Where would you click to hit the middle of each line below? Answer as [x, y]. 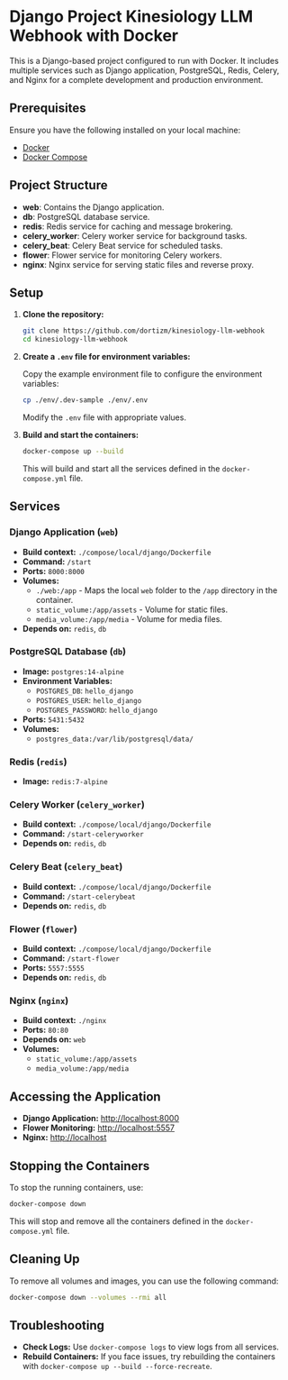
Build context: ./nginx [64, 1020]
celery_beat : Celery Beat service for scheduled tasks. [122, 245]
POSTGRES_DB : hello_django [85, 690]
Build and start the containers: [81, 435]
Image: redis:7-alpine [65, 781]
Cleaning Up [45, 1259]
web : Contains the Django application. [93, 207]
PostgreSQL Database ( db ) [68, 652]
